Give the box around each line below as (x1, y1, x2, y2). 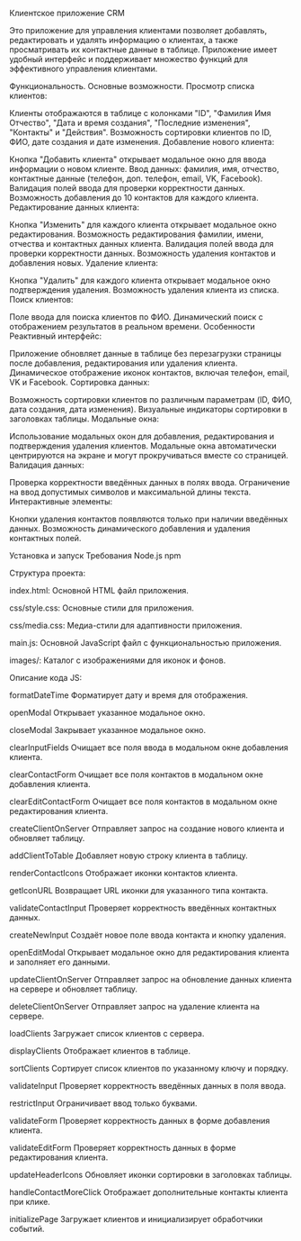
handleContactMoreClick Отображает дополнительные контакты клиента (9, 1187, 288, 1197)
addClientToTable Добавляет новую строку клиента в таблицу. (9, 850, 249, 861)
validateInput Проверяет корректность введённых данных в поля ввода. (9, 1081, 287, 1091)
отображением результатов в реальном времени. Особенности (9, 322, 256, 331)
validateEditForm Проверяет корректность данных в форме (9, 1143, 236, 1153)
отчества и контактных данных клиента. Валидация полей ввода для (9, 239, 274, 249)
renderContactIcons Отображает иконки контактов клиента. (9, 868, 238, 878)
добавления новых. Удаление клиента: (9, 258, 159, 268)
